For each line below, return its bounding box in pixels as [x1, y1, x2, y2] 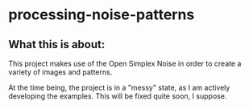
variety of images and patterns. [8, 67, 113, 77]
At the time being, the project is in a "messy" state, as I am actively [8, 83, 230, 92]
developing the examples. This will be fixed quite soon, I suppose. [8, 91, 227, 101]
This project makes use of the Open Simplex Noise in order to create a [8, 59, 242, 68]
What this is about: [8, 38, 106, 51]
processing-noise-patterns [8, 6, 195, 24]
